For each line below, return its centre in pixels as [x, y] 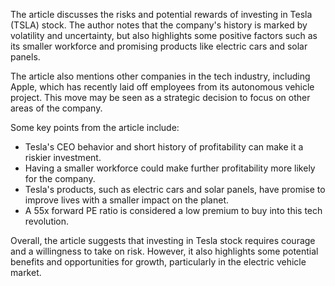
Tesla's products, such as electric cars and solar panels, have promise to [175, 189]
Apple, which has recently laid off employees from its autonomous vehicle [162, 87]
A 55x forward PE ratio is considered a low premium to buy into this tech [173, 210]
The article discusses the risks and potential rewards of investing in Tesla [161, 14]
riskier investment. [63, 157]
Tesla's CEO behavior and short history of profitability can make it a [164, 147]
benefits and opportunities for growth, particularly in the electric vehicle [158, 262]
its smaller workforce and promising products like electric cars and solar [159, 46]
